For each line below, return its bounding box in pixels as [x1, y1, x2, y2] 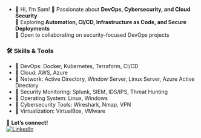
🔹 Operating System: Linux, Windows [15, 95, 108, 102]
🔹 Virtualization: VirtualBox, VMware [15, 107, 106, 114]
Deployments [15, 25, 50, 32]
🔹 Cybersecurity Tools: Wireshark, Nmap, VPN [15, 101, 131, 108]
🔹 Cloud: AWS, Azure [15, 69, 68, 77]
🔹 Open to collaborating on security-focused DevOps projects [15, 31, 170, 39]
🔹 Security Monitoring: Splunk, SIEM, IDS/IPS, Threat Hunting [15, 88, 168, 96]
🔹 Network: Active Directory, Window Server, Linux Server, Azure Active [15, 75, 195, 83]
